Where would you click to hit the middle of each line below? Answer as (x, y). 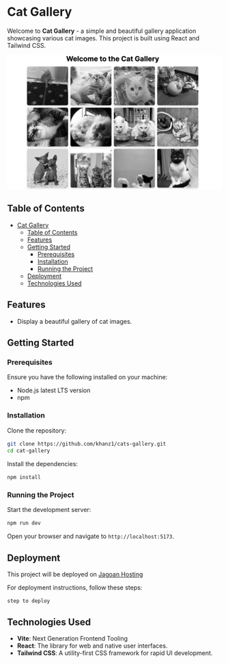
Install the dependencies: (43, 464)
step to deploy (29, 601)
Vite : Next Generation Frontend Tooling (72, 638)
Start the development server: (49, 510)
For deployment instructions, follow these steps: (75, 588)
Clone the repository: (37, 430)
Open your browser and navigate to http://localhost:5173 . (91, 536)
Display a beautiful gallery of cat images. (74, 321)
